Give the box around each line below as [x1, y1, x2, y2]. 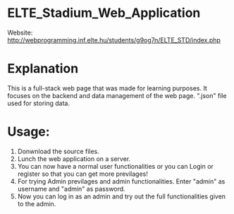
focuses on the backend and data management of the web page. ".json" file [7, 91, 227, 100]
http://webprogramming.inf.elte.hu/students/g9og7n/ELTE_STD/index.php [7, 35, 221, 44]
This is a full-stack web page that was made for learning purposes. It [7, 83, 208, 93]
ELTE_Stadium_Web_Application [7, 5, 201, 21]
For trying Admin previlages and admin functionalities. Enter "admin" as [17, 177, 226, 185]
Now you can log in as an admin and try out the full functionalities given [17, 192, 226, 201]
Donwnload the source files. [17, 147, 100, 155]
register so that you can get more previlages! [17, 170, 148, 178]
